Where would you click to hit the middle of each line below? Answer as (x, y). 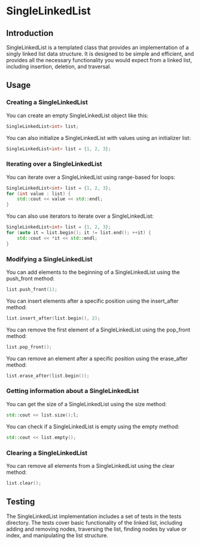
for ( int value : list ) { (38, 194)
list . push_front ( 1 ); (32, 290)
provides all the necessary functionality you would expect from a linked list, (99, 60)
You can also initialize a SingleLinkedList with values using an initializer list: (99, 138)
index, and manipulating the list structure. (57, 535)
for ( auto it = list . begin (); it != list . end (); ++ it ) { (79, 233)
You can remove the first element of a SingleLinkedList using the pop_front (98, 330)
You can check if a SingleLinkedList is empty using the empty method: (93, 427)
